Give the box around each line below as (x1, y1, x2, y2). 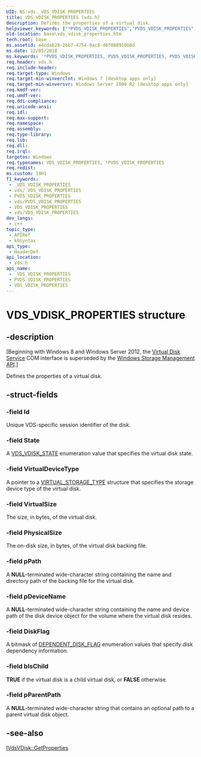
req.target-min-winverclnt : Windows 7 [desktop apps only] (6, 76, 157, 82)
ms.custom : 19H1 (6, 170, 47, 177)
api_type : (6, 243, 31, 249)
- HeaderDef (8, 249, 39, 255)
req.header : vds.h (6, 59, 52, 65)
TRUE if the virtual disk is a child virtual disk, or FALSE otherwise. (6, 676, 167, 683)
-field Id (6, 408, 30, 416)
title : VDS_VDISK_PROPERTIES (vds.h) (6, 14, 100, 20)
